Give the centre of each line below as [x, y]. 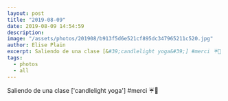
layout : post [26, 13]
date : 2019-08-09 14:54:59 [46, 26]
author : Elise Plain [37, 45]
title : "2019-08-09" [37, 20]
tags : [15, 58]
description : [26, 32]
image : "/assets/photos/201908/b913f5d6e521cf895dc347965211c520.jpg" [110, 39]
